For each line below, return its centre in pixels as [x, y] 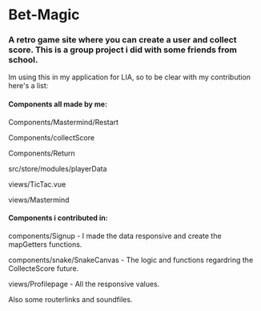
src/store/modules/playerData [58, 168]
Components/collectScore [51, 137]
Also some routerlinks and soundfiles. [70, 299]
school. [23, 60]
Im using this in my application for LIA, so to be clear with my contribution [129, 77]
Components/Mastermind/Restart [63, 122]
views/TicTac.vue [37, 184]
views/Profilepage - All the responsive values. [84, 284]
